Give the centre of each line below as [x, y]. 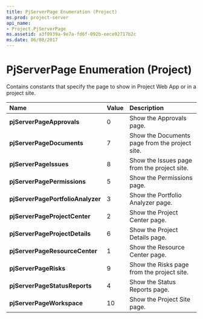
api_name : [19, 23]
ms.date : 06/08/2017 [32, 40]
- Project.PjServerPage [36, 29]
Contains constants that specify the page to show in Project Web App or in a [101, 86]
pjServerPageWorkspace [46, 303]
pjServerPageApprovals [44, 121]
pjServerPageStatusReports [50, 286]
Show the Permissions [161, 178]
